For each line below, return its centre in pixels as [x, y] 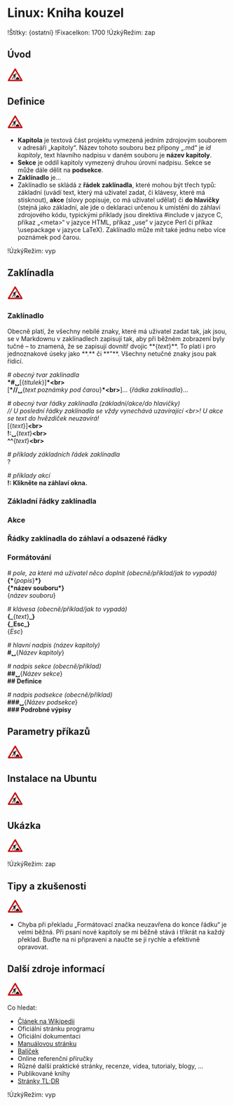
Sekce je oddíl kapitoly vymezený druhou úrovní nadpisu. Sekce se [114, 162]
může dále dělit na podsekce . [60, 169]
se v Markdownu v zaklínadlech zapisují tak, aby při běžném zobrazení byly [116, 338]
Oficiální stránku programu [56, 1029]
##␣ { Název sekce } [35, 674]
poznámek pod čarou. [49, 237]
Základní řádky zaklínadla [52, 501]
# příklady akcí [29, 475]
